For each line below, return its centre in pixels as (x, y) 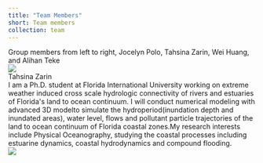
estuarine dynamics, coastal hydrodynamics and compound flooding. (120, 143)
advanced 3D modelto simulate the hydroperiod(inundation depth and (121, 110)
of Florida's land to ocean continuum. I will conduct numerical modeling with (131, 102)
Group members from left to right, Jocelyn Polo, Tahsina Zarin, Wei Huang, (129, 53)
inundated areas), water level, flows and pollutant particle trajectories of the (131, 118)
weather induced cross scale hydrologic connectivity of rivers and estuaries (131, 93)
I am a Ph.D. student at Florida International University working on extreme (128, 85)
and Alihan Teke (34, 60)
